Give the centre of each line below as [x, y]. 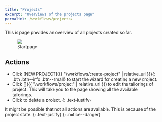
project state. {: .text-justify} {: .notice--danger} [53, 115]
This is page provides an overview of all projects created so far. [69, 33]
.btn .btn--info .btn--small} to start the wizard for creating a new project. [85, 79]
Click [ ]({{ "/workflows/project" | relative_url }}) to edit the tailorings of [83, 84]
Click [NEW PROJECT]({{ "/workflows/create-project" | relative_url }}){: [84, 74]
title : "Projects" [24, 10]
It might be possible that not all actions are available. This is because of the [81, 109]
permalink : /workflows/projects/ [39, 19]
